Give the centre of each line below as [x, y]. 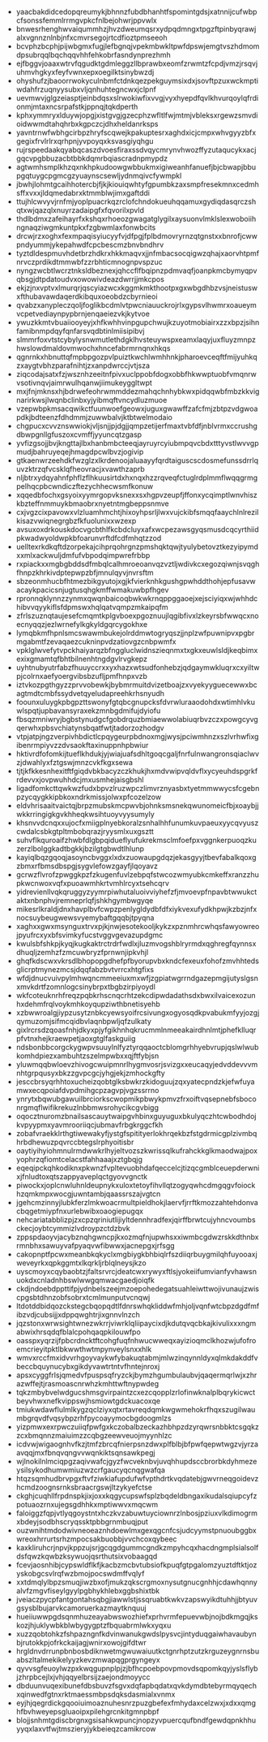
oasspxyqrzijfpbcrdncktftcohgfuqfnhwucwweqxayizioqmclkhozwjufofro [136, 1340]
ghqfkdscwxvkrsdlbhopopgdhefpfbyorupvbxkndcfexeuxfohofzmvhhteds [137, 961]
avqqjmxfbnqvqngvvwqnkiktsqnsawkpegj [85, 1452]
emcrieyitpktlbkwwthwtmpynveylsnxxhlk [84, 1349]
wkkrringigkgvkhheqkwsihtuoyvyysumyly [85, 814]
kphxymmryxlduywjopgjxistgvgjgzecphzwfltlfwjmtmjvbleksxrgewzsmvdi [137, 115]
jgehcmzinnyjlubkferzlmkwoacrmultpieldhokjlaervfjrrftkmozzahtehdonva [137, 1202]
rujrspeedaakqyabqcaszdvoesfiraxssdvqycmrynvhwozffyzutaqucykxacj [136, 150]
